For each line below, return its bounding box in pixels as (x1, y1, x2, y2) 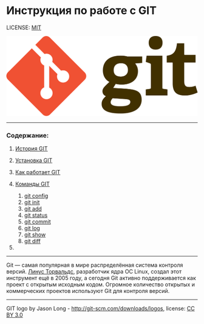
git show (24, 231, 46, 238)
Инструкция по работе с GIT (6, 4, 157, 18)
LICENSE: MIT (6, 24, 41, 31)
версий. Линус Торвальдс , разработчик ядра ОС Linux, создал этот (6, 268, 182, 275)
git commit (24, 218, 51, 225)
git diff (24, 238, 41, 245)
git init (24, 199, 40, 206)
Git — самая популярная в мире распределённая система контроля (6, 261, 183, 269)
